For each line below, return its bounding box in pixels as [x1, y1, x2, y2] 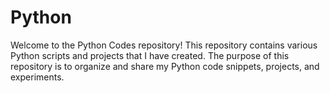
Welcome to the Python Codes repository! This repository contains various [10, 39, 318, 51]
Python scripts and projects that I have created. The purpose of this [10, 49, 290, 61]
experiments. [10, 71, 65, 83]
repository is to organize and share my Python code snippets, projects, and [10, 60, 320, 72]
